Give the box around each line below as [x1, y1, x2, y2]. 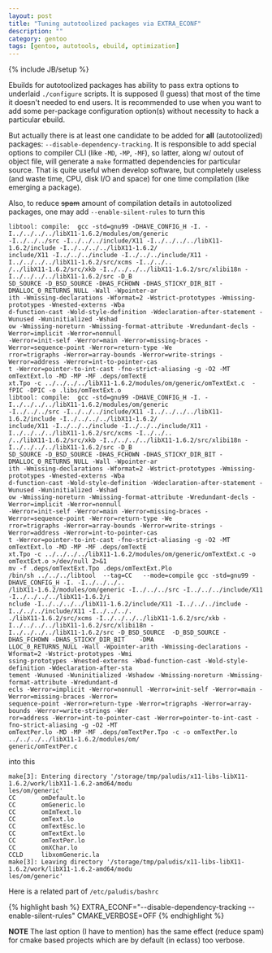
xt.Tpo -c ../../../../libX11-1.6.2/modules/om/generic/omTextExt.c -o [8, 550, 256, 558]
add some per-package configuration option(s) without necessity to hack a [8, 107, 260, 116]
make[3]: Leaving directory [8, 858, 104, 867]
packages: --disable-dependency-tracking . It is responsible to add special [8, 139, 257, 149]
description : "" [8, 27, 63, 35]
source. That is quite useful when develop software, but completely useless [8, 165, 261, 175]
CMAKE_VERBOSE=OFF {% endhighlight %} [76, 911, 225, 920]
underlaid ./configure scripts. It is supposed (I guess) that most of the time [8, 89, 261, 98]
